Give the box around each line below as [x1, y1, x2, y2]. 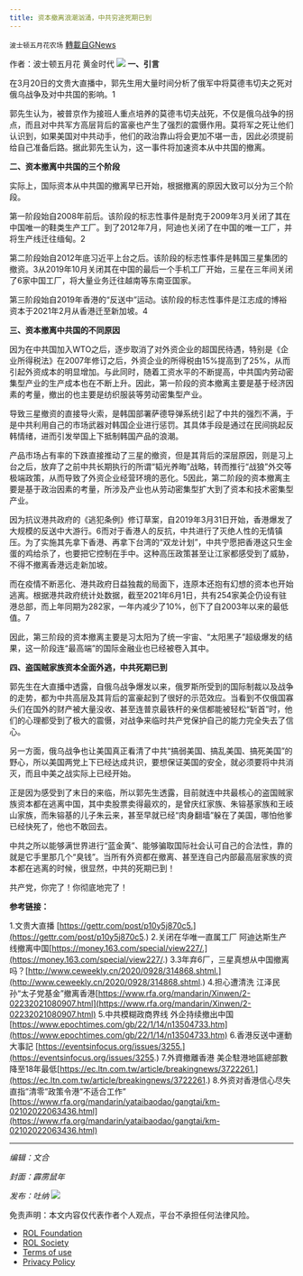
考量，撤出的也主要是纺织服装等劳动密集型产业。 [24, 389, 207, 400]
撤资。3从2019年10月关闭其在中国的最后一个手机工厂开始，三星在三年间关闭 [9, 264, 293, 274]
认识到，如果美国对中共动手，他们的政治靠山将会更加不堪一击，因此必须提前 [9, 130, 294, 141]
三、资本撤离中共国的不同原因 [9, 324, 120, 335]
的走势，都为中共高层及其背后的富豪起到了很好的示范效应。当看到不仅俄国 [9, 692, 286, 703]
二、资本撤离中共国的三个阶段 [9, 161, 120, 171]
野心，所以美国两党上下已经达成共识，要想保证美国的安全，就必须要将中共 [9, 756, 286, 767]
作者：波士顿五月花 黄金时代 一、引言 [9, 58, 160, 69]
